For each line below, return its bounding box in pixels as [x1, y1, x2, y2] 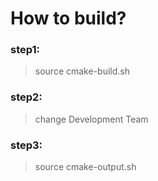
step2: [10, 90, 43, 104]
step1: [10, 43, 41, 57]
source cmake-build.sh [34, 65, 130, 77]
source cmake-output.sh [34, 161, 137, 173]
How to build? [10, 7, 127, 30]
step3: [10, 138, 43, 152]
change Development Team [34, 113, 149, 125]
